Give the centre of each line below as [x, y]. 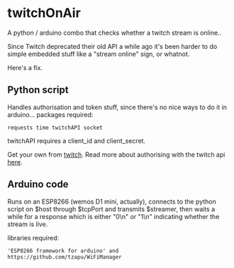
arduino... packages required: [50, 114]
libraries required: [33, 238]
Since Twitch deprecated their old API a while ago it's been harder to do [112, 46]
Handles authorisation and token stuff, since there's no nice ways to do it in [117, 107]
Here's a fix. [25, 67]
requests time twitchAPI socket [55, 128]
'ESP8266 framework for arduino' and [63, 251]
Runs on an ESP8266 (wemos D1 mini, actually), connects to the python [112, 201]
